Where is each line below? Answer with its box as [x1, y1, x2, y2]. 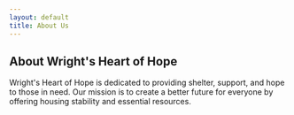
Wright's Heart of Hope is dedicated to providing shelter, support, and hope [9, 77, 285, 88]
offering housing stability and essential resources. [9, 96, 192, 107]
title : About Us [9, 21, 69, 30]
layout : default [9, 12, 69, 22]
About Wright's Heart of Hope [9, 54, 178, 69]
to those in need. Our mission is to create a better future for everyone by [9, 87, 274, 97]
